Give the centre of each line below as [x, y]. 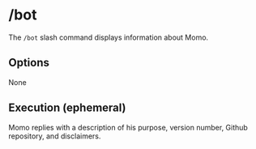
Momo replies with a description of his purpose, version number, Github [128, 127]
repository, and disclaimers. [55, 136]
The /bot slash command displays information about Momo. [109, 37]
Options [29, 63]
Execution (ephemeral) [68, 108]
